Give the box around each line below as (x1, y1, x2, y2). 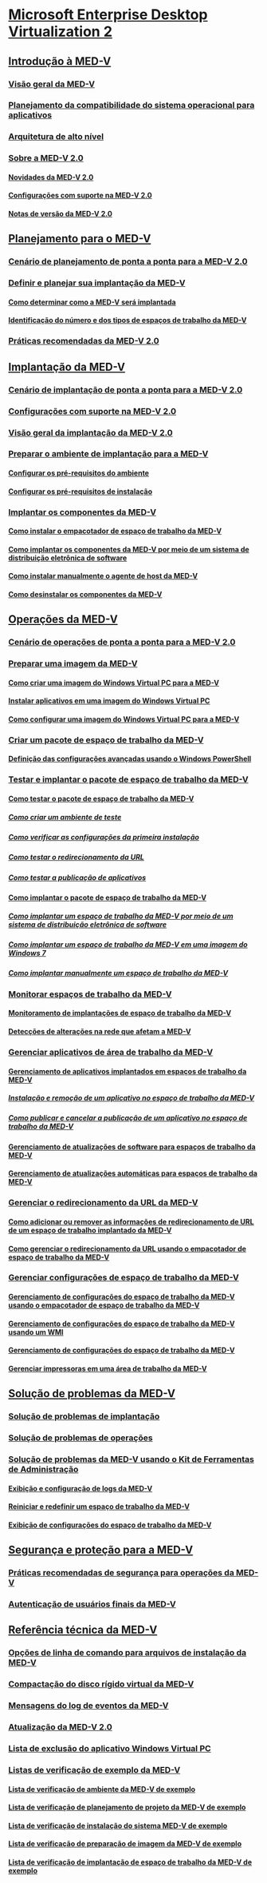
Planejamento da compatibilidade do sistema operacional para (8, 100, 255, 111)
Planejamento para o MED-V (8, 232, 151, 245)
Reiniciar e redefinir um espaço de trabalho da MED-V (8, 1502, 190, 1511)
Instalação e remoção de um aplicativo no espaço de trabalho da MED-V (8, 1093, 255, 1103)
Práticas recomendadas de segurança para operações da (8, 1567, 235, 1578)
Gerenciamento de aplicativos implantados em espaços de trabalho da (8, 1066, 247, 1076)
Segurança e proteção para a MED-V (8, 1543, 194, 1557)
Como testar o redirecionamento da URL (8, 853, 145, 862)
